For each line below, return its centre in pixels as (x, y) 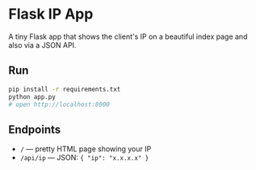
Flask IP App (51, 14)
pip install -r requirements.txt (65, 89)
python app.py (32, 97)
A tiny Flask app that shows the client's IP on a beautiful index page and (128, 36)
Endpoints (35, 129)
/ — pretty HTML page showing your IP (86, 149)
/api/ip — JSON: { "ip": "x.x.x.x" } (84, 158)
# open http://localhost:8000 (59, 104)
